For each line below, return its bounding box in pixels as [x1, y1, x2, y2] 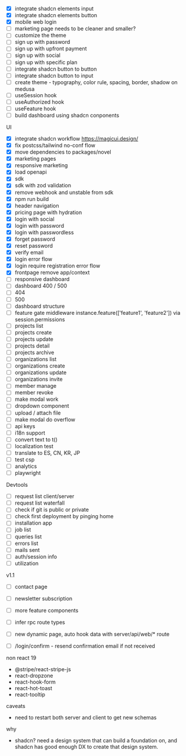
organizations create [14, 362, 65, 369]
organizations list [14, 356, 57, 362]
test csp [14, 456, 35, 463]
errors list [14, 540, 39, 547]
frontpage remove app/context [14, 269, 90, 276]
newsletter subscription [14, 595, 73, 602]
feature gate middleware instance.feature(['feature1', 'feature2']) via [14, 309, 181, 316]
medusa [14, 85, 35, 92]
